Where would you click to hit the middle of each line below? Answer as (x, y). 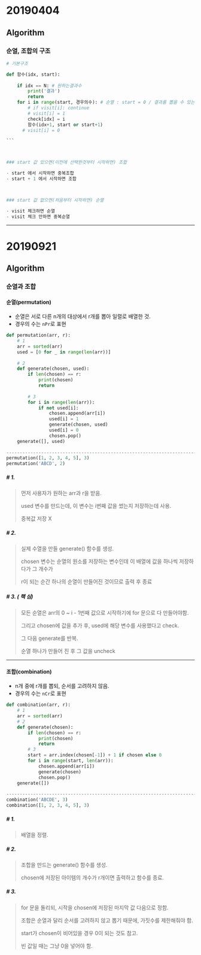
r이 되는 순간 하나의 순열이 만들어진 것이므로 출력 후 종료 (86, 582)
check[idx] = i (47, 119)
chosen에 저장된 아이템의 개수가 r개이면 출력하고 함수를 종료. (92, 878)
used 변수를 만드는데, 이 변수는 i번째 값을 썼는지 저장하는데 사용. (96, 506)
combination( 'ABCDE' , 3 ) (37, 800)
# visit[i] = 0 (41, 130)
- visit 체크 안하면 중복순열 (38, 217)
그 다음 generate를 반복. (49, 638)
